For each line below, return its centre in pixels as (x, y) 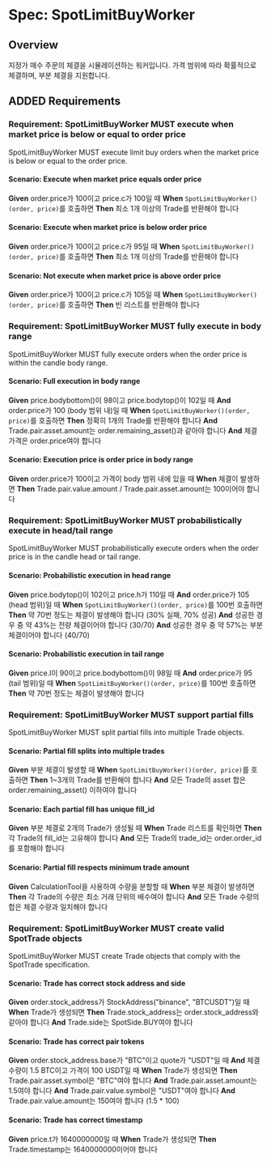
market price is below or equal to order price (97, 134)
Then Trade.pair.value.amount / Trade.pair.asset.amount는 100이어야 (131, 489)
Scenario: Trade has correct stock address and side (97, 983)
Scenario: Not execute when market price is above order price (115, 275)
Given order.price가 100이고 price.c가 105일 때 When (96, 295)
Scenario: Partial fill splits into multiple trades (87, 751)
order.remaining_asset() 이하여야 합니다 (73, 790)
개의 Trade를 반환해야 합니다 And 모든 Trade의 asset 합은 (154, 780)
